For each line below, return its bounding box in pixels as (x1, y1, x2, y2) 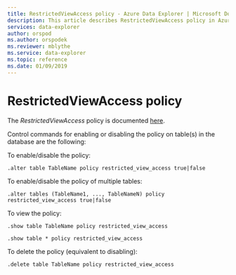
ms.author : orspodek (7, 37, 68, 44)
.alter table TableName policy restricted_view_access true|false (7, 165, 206, 172)
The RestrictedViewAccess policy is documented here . (7, 116, 165, 124)
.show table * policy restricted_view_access (7, 235, 143, 242)
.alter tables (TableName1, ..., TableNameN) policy (7, 191, 165, 198)
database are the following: (7, 137, 86, 146)
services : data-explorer (7, 23, 80, 30)
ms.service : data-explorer (7, 50, 86, 57)
